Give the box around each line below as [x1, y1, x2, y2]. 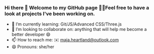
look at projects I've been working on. [4, 10, 95, 17]
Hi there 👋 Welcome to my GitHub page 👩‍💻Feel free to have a [4, 4, 150, 11]
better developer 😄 [11, 31, 51, 38]
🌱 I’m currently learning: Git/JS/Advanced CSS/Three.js [11, 21, 122, 27]
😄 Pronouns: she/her [11, 44, 54, 50]
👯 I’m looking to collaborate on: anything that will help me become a [11, 27, 147, 32]
